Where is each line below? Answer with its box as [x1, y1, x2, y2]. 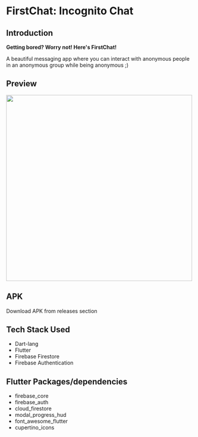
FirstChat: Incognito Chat [6, 4, 134, 18]
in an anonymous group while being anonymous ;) [6, 61, 129, 68]
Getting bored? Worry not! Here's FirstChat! [6, 43, 117, 51]
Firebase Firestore [14, 353, 59, 360]
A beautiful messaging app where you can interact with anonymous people [6, 55, 190, 62]
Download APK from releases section [6, 307, 98, 314]
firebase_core [14, 392, 49, 399]
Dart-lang [14, 341, 39, 348]
